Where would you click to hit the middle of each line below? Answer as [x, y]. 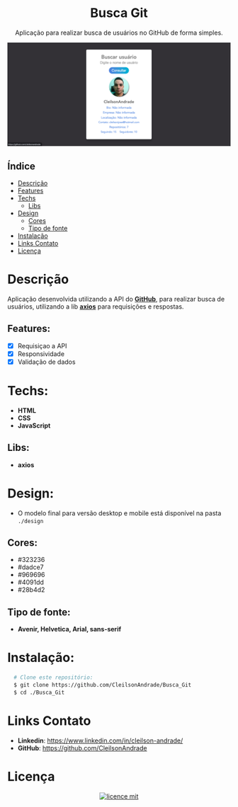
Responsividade [41, 354]
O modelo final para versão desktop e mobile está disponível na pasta [119, 513]
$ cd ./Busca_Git [39, 692]
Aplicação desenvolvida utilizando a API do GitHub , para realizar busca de [116, 299]
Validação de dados [46, 362]
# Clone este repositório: [53, 677]
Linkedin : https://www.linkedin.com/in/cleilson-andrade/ [100, 740]
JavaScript [34, 425]
